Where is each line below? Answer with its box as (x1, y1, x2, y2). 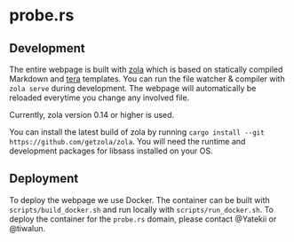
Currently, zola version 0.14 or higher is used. (9, 110, 175, 120)
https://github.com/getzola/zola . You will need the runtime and (9, 137, 246, 146)
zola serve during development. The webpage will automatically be (9, 83, 257, 93)
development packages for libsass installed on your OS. (9, 145, 213, 156)
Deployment (9, 171, 79, 186)
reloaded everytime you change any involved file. (9, 92, 190, 103)
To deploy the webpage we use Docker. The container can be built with (9, 194, 271, 205)
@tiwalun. (9, 222, 46, 233)
